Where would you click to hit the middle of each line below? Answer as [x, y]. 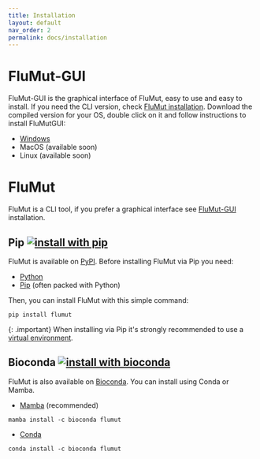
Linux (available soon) [55, 155]
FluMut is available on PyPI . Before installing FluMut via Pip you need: [121, 261]
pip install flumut [40, 315]
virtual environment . [41, 338]
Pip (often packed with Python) [70, 285]
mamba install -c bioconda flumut [65, 420]
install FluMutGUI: [37, 124]
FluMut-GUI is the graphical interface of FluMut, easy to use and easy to [125, 99]
